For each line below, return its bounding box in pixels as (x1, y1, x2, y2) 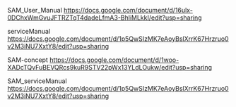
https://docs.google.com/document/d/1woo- (49, 56, 179, 64)
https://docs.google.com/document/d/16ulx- (63, 6, 193, 14)
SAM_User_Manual (7, 6, 62, 14)
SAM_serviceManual (7, 77, 67, 85)
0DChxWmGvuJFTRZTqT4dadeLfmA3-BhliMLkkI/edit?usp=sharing (7, 13, 203, 22)
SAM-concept (7, 56, 48, 64)
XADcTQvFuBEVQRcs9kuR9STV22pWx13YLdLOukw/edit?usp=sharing (7, 63, 213, 71)
